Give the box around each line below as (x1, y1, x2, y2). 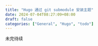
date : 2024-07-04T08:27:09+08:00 (5, 12, 76, 17)
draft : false (5, 16, 33, 21)
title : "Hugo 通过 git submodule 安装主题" (5, 7, 93, 12)
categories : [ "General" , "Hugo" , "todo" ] (5, 21, 94, 26)
